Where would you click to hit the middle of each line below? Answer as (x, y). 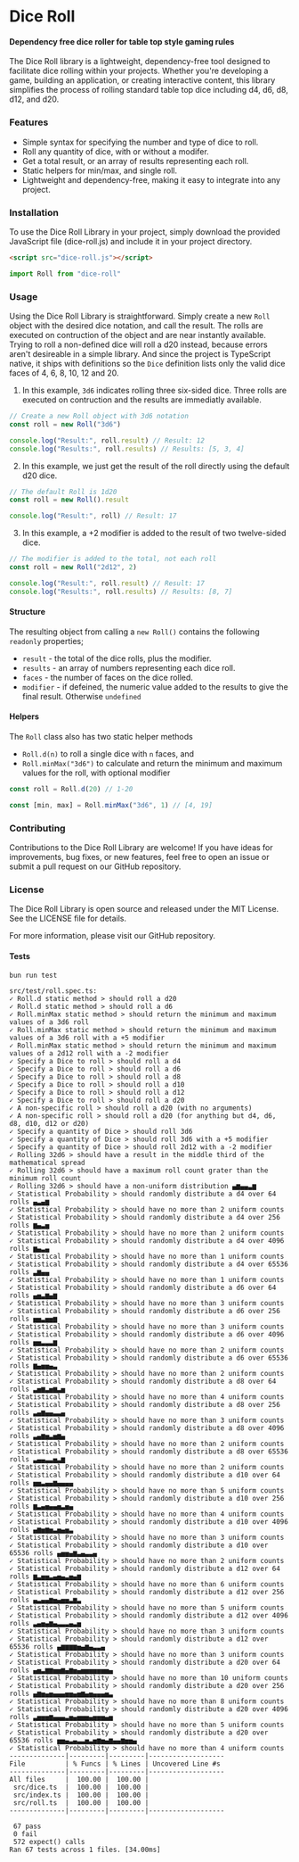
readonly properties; (47, 641)
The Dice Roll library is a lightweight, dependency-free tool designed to (140, 62)
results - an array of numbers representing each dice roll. (129, 667)
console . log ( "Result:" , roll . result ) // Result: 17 (107, 583)
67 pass (27, 1826)
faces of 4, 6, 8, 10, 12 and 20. (64, 373)
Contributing (37, 828)
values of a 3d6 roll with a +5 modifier (87, 1038)
